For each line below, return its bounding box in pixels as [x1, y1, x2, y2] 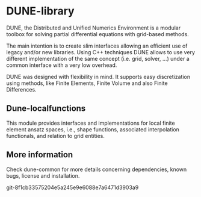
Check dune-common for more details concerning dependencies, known [6, 166, 187, 173]
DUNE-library [6, 4, 75, 18]
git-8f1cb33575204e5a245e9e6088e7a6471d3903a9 [6, 184, 139, 191]
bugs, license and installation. [6, 172, 80, 179]
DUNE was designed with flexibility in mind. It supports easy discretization [6, 73, 191, 80]
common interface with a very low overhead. [6, 61, 117, 69]
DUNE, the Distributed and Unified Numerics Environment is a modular [6, 24, 181, 31]
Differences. [6, 86, 37, 93]
